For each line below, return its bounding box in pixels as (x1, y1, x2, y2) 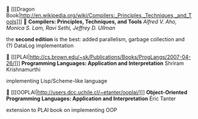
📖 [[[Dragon (6, 6, 35, 12)
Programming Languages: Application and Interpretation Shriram (21, 59, 184, 67)
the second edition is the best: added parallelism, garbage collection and (6, 36, 185, 42)
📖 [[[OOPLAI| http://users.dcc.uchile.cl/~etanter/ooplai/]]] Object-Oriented (6, 89, 187, 95)
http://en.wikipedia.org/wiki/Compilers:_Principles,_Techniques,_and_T (20, 12, 192, 19)
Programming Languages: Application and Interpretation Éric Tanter (6, 95, 176, 102)
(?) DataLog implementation (6, 42, 74, 49)
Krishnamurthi (6, 66, 41, 73)
